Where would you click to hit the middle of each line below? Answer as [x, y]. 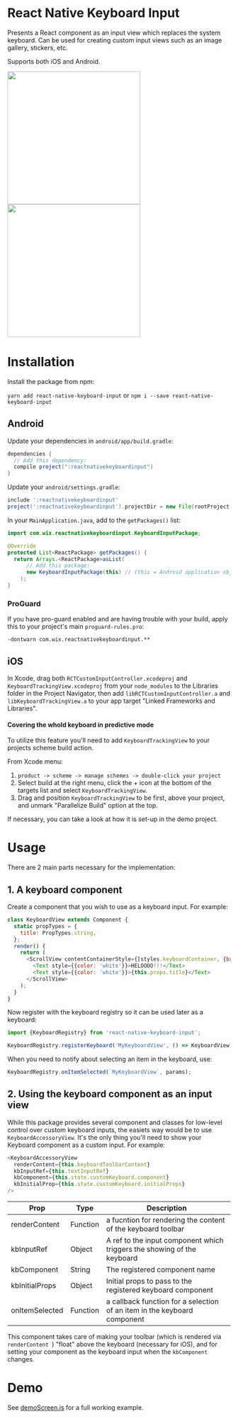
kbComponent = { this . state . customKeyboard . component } [92, 1177]
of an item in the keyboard [149, 1311]
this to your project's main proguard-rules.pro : [76, 627]
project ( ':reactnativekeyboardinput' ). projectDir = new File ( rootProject [119, 507]
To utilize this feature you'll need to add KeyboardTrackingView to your [109, 740]
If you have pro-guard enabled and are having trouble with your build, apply [118, 619]
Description [166, 1208]
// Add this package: [58, 566]
